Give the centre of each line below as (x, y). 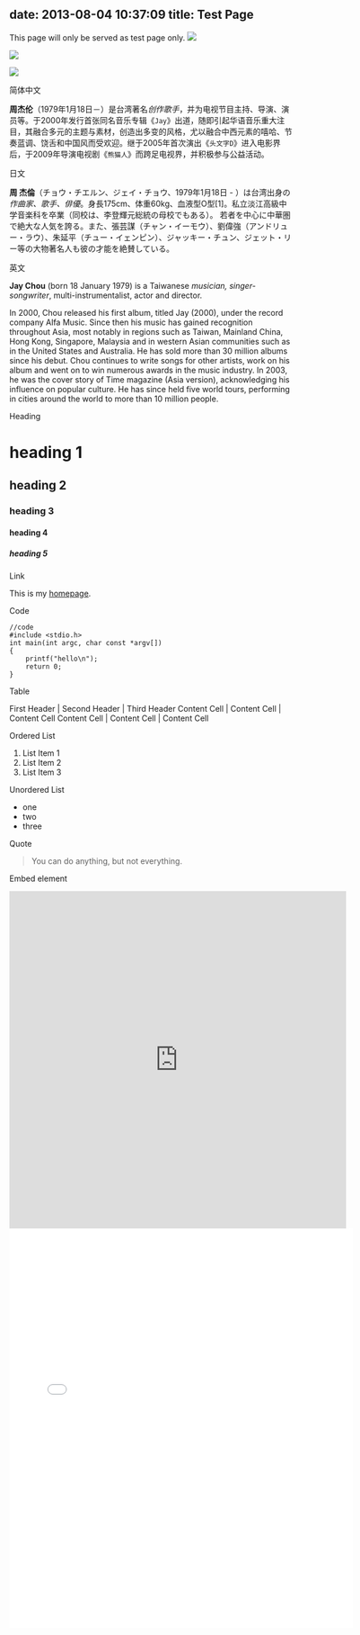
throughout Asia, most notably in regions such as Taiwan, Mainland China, (146, 331)
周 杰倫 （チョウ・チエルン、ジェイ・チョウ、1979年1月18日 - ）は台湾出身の (150, 192)
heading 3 (32, 511)
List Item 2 (42, 762)
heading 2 (38, 485)
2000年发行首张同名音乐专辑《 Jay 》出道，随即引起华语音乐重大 (158, 120)
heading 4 (29, 532)
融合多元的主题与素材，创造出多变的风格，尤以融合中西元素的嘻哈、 (158, 131)
